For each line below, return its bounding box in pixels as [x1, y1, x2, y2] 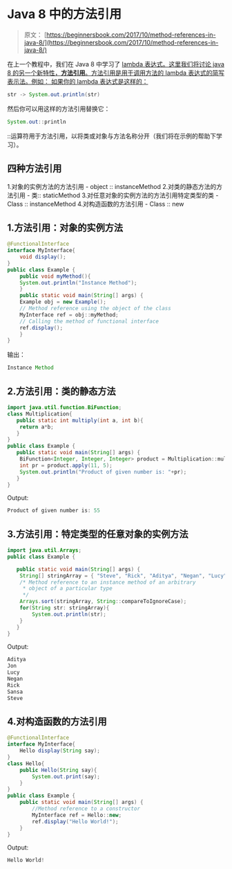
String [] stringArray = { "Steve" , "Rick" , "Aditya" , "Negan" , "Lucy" [19, 572, 227, 579]
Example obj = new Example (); [19, 298, 107, 305]
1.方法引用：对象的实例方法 [7, 222, 124, 233]
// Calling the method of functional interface [19, 318, 159, 325]
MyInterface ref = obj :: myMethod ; [19, 311, 119, 319]
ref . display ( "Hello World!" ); [32, 818, 119, 825]
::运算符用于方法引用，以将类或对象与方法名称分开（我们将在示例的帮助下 [7, 132, 217, 140]
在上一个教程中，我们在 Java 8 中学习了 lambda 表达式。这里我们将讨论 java [7, 60, 224, 68]
